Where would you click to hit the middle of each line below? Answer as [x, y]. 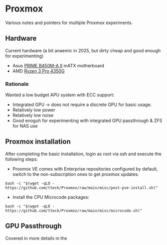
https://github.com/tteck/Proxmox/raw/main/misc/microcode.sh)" [74, 211]
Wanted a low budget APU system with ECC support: [60, 95]
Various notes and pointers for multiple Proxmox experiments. [69, 23]
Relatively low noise [33, 115]
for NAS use [25, 126]
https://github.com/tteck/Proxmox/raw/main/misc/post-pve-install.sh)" [81, 188]
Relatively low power [34, 110]
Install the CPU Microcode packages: [51, 197]
